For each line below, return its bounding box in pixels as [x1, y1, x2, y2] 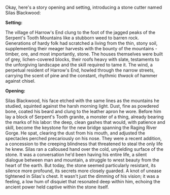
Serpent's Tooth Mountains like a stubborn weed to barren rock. [5, 35, 140, 41]
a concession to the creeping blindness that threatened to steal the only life [5, 141, 163, 147]
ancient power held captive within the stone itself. [5, 184, 109, 190]
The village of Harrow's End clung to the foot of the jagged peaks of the [5, 29, 156, 35]
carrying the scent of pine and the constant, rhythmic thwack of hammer [5, 73, 158, 78]
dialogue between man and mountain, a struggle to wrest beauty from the [5, 157, 159, 163]
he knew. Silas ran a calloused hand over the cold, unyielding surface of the [5, 146, 164, 152]
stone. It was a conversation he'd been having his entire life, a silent [5, 152, 147, 157]
